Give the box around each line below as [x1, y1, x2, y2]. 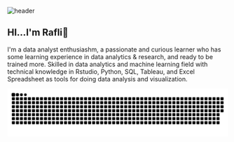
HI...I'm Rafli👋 [7, 26, 69, 38]
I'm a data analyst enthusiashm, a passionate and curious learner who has [7, 45, 221, 54]
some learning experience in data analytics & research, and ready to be [7, 52, 214, 61]
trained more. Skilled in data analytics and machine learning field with [7, 60, 208, 68]
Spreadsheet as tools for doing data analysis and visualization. [7, 74, 188, 83]
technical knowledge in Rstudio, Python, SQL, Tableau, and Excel [7, 67, 195, 76]
